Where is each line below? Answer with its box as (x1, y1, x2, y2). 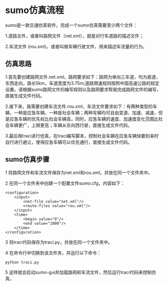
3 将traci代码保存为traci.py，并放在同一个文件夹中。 (5, 239, 112, 245)
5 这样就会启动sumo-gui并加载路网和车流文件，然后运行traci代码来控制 (5, 269, 152, 275)
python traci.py (5, 259, 39, 265)
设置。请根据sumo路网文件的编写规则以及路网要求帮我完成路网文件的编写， (5, 86, 161, 92)
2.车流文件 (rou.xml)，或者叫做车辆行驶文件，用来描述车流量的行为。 (5, 43, 147, 49)
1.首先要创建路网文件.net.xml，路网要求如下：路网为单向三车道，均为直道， (5, 74, 161, 80)
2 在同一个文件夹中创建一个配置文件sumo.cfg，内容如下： (5, 180, 125, 186)
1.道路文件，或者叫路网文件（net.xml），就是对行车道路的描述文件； (5, 33, 144, 39)
